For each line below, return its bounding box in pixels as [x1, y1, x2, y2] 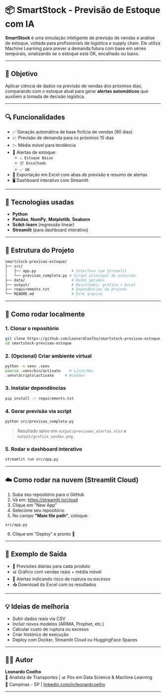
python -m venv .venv [5, 363, 50, 368]
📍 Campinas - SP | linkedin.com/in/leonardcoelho [5, 682, 105, 688]
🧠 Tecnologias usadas [5, 198, 74, 207]
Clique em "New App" [12, 502, 57, 508]
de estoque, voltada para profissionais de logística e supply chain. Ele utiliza [5, 40, 161, 46]
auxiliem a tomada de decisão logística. [5, 93, 85, 99]
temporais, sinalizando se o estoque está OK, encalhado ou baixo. [5, 51, 140, 57]
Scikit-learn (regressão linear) [12, 222, 75, 228]
